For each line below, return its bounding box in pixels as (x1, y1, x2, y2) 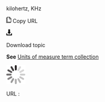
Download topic (6, 42, 46, 49)
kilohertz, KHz (6, 5, 42, 12)
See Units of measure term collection (6, 53, 99, 60)
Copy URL (12, 18, 38, 25)
